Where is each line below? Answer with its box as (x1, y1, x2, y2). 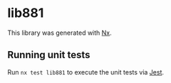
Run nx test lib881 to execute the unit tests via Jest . (7, 67, 165, 76)
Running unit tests (7, 49, 90, 61)
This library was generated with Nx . (7, 28, 112, 37)
